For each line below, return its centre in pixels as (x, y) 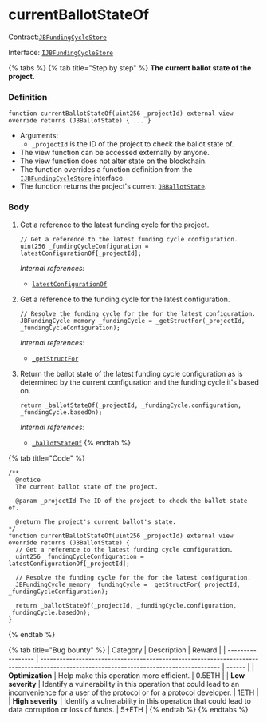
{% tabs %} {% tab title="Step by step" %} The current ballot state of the (130, 68)
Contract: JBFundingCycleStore (58, 37)
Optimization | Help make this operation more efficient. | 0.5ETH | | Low (127, 675)
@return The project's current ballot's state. (96, 521)
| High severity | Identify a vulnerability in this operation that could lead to (130, 700)
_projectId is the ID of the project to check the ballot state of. (133, 144)
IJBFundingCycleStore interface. (72, 178)
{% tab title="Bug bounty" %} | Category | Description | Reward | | (117, 650)
